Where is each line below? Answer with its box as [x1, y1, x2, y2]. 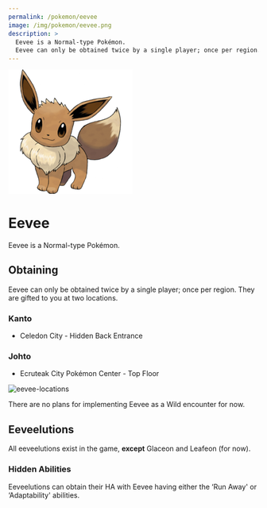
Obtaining [8, 263, 59, 277]
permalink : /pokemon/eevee [8, 13, 98, 21]
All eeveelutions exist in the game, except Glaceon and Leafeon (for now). [8, 444, 251, 453]
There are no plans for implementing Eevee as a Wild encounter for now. [8, 400, 245, 409]
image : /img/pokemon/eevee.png [8, 21, 112, 29]
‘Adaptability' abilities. [8, 490, 80, 500]
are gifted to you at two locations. [8, 293, 118, 302]
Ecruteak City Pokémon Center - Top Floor [19, 369, 160, 378]
